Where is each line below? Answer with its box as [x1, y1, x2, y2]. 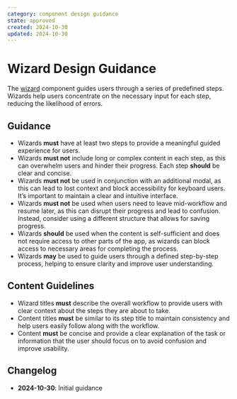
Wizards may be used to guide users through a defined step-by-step [17, 252, 219, 260]
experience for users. [17, 146, 81, 155]
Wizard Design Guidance [7, 61, 157, 77]
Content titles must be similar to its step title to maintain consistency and [17, 314, 230, 322]
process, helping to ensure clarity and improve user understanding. [17, 260, 214, 268]
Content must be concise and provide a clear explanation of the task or [17, 329, 226, 337]
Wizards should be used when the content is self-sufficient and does [17, 229, 220, 238]
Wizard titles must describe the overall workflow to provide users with [17, 299, 223, 307]
